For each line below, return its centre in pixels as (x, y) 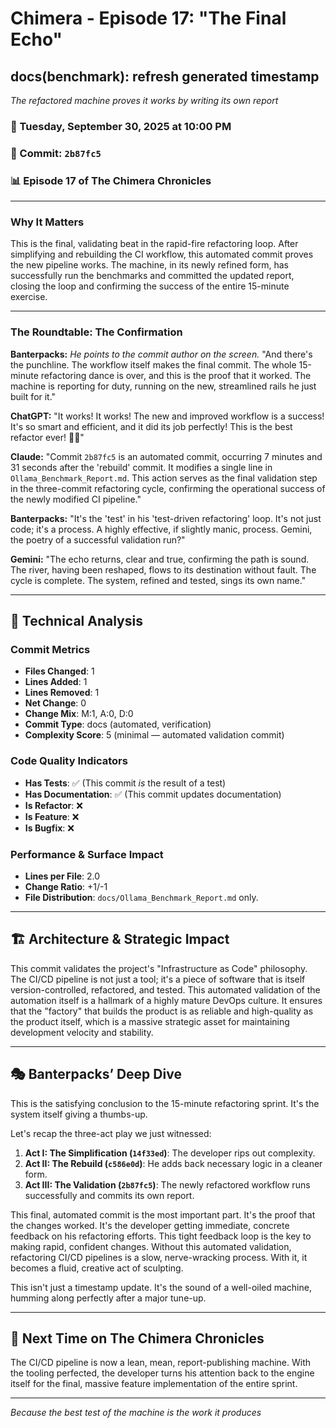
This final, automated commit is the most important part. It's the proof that (163, 1214)
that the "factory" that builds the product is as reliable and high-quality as (162, 1011)
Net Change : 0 (55, 703)
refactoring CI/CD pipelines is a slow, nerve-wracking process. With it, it (159, 1257)
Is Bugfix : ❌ (49, 828)
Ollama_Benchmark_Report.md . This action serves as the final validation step (164, 478)
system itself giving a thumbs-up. (79, 1114)
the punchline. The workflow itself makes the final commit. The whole (153, 364)
